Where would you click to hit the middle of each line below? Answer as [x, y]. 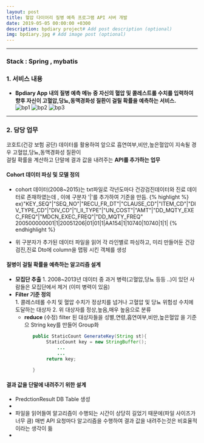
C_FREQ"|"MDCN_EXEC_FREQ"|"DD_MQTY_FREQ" [79, 217]
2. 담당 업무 [22, 130]
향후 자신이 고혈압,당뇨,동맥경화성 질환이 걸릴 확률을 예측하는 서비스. [96, 101]
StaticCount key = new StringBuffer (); [96, 342]
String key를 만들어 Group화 [65, 325]
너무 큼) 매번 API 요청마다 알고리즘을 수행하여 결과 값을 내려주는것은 [96, 421]
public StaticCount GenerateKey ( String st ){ [90, 336]
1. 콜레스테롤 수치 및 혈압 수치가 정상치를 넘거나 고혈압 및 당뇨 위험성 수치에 [104, 302]
